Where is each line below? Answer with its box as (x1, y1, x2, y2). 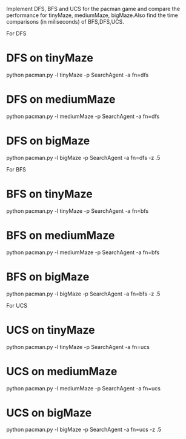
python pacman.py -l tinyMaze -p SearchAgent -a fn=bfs (6, 207, 149, 215)
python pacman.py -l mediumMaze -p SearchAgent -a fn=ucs (6, 384, 161, 392)
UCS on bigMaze (6, 406, 92, 420)
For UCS (6, 302, 27, 309)
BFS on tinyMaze (6, 187, 93, 201)
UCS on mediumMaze (6, 364, 118, 378)
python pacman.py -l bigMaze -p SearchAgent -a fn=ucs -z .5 (6, 426, 162, 434)
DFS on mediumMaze (6, 92, 116, 106)
